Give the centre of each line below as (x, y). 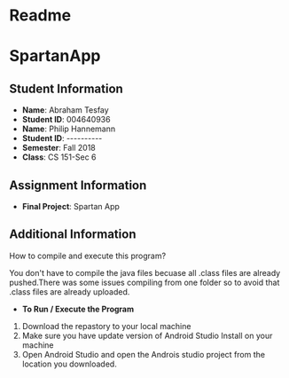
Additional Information (73, 235)
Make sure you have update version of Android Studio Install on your (147, 335)
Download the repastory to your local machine (106, 326)
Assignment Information (78, 185)
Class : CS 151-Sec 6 (59, 157)
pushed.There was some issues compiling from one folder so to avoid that (144, 282)
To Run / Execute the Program (78, 309)
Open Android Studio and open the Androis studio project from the (144, 354)
